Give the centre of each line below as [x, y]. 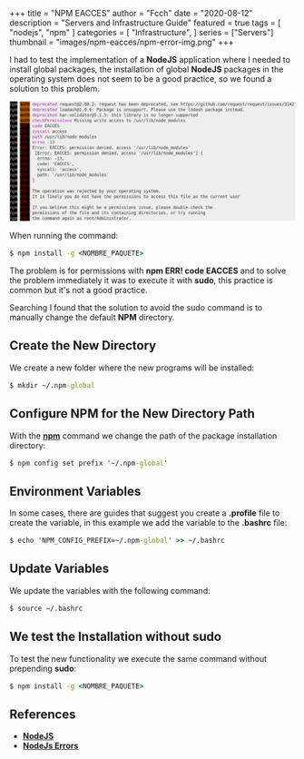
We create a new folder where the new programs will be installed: [132, 368]
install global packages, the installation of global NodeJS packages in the [147, 69]
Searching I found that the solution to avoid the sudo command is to [136, 308]
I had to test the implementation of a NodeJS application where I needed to [150, 59]
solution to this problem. [54, 89]
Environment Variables [75, 491]
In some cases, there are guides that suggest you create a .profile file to [145, 513]
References [43, 714]
